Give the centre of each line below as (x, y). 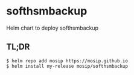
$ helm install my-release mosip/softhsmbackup (67, 66)
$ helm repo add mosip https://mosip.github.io (67, 61)
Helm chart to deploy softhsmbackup (52, 28)
